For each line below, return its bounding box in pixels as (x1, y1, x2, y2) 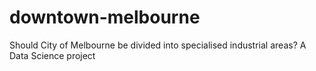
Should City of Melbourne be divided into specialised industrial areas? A (9, 39, 307, 51)
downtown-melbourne (9, 6, 201, 29)
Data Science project (9, 49, 96, 61)
